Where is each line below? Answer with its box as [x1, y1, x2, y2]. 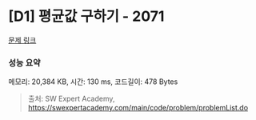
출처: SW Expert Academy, [27, 94, 115, 104]
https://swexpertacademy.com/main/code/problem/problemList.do [27, 103, 249, 113]
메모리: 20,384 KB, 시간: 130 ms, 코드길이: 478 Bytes [8, 77, 178, 86]
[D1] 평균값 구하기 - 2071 [8, 7, 165, 26]
